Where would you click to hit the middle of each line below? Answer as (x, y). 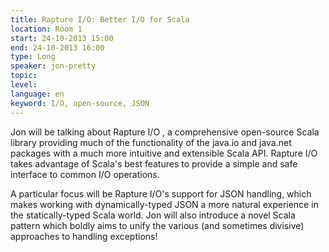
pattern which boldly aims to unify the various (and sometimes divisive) (157, 225)
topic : (24, 76)
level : (24, 85)
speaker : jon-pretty (53, 66)
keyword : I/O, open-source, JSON (80, 103)
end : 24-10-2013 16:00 (57, 47)
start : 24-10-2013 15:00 (62, 38)
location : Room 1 (46, 29)
